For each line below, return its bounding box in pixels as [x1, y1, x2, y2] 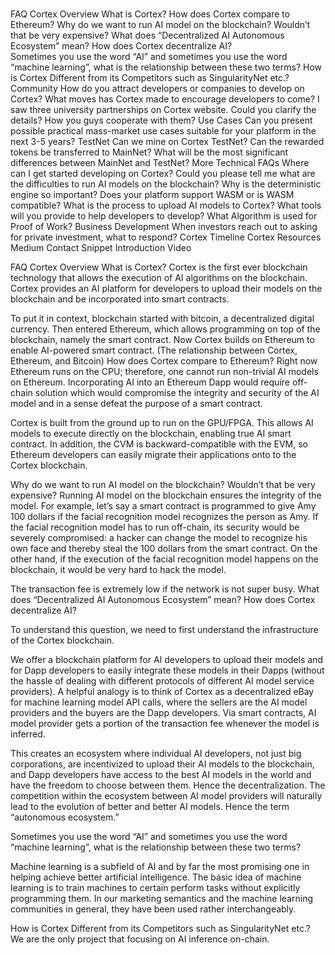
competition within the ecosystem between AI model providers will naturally [10, 790, 323, 802]
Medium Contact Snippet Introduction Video [10, 242, 192, 254]
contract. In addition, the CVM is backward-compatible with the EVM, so [10, 438, 308, 450]
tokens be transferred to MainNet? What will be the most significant [10, 146, 289, 158]
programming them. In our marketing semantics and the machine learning [10, 893, 314, 905]
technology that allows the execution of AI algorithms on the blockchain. [10, 272, 308, 284]
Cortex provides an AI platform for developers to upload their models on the [10, 283, 323, 295]
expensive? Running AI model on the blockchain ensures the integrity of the [10, 489, 322, 502]
